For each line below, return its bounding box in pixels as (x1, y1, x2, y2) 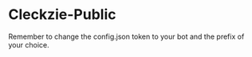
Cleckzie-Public (8, 6, 116, 24)
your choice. (8, 40, 49, 49)
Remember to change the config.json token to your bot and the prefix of (8, 32, 245, 41)
